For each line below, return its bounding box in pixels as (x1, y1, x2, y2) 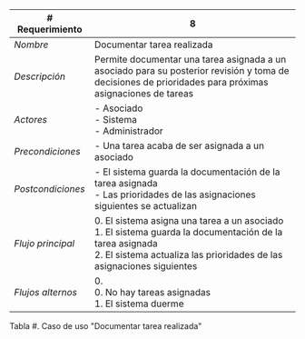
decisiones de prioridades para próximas (93, 76, 270, 88)
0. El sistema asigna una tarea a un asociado (93, 214, 284, 226)
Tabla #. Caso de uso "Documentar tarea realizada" (9, 321, 202, 331)
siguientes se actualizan (93, 200, 198, 212)
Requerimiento (16, 23, 84, 35)
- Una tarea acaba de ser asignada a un (93, 140, 265, 152)
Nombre (14, 38, 49, 51)
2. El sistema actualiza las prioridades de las (93, 249, 283, 261)
